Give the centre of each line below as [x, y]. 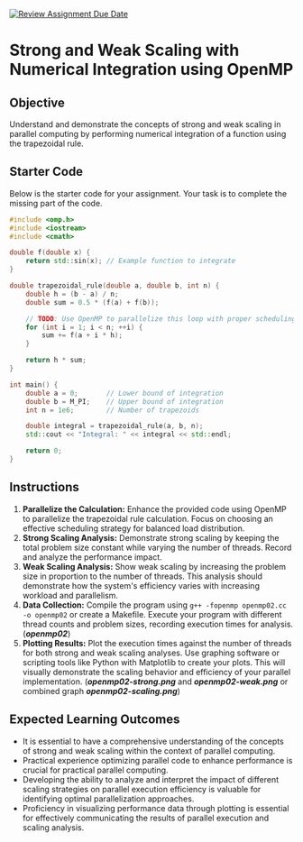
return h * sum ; [56, 361]
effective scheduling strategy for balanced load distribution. [133, 528]
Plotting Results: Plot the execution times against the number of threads [157, 643]
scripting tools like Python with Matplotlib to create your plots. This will [154, 662]
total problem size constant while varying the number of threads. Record [157, 547]
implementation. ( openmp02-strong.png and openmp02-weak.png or [155, 682]
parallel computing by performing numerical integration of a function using [148, 134]
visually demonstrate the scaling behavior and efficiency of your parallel [156, 672]
